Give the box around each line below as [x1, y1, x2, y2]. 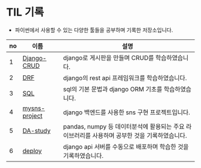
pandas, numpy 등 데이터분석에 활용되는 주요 [63, 122, 185, 130]
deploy [22, 146, 42, 155]
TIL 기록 [6, 5, 44, 19]
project [22, 111, 43, 120]
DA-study [22, 126, 51, 135]
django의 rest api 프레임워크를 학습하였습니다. [63, 74, 187, 82]
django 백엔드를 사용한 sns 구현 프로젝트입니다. [63, 108, 190, 117]
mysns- [22, 104, 45, 112]
